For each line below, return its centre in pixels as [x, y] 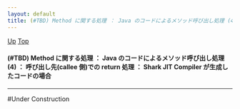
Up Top [18, 41]
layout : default [31, 14]
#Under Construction [39, 99]
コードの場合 [32, 76]
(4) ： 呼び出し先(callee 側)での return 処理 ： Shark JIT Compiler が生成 [115, 67]
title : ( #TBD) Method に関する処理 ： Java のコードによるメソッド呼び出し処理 [116, 21]
